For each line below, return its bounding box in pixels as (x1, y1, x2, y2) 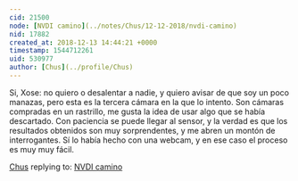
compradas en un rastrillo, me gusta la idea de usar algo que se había (9, 106, 266, 117)
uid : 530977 (9, 54, 54, 63)
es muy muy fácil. (9, 144, 74, 154)
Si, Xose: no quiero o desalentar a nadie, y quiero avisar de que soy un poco (9, 86, 290, 98)
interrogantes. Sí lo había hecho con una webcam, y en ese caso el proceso (9, 135, 288, 145)
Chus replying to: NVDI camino (9, 161, 123, 172)
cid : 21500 (9, 12, 50, 22)
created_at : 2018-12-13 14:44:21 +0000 (9, 37, 158, 47)
